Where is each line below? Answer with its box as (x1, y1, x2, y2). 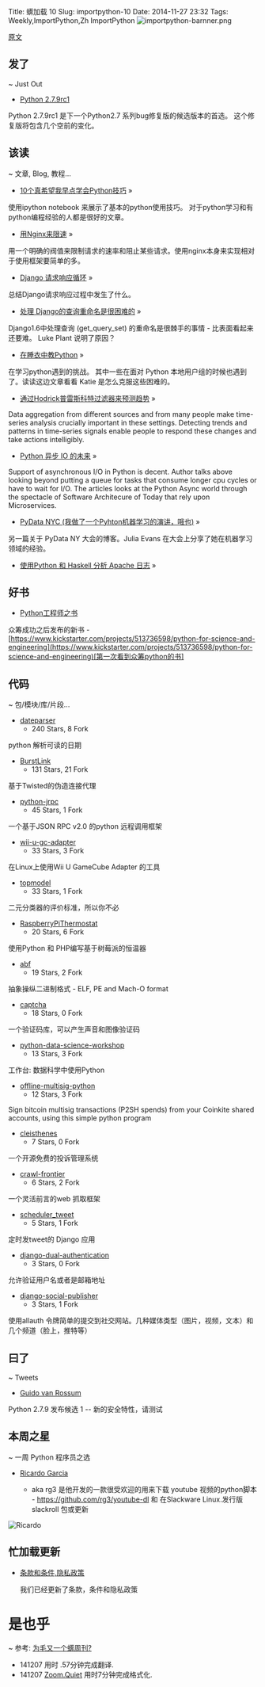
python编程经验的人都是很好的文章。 (8, 212, 128, 222)
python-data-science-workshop (19, 1040, 125, 1050)
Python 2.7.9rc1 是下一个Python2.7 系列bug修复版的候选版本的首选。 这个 (8, 110, 248, 120)
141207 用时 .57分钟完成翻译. (19, 1659, 114, 1670)
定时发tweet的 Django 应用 (8, 1235, 96, 1244)
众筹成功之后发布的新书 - (8, 625, 90, 635)
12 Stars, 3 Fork (31, 1090, 83, 1099)
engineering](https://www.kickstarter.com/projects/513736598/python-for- (8, 643, 253, 652)
